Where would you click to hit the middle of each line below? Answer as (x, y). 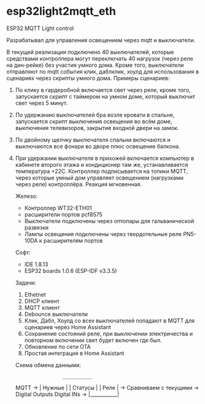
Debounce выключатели (56, 314)
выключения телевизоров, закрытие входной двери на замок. (97, 128)
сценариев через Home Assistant (68, 327)
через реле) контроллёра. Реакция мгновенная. (79, 184)
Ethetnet (35, 294)
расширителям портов (73, 240)
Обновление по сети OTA (57, 346)
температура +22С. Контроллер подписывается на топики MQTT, (102, 171)
